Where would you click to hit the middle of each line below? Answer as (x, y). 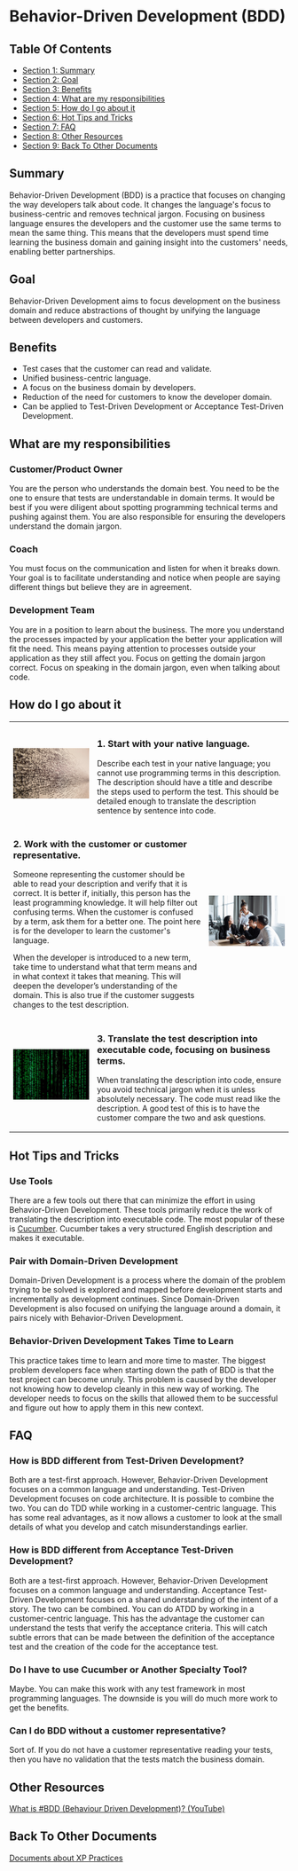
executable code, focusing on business (184, 1049)
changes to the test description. (71, 1005)
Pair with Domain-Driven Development (94, 1262)
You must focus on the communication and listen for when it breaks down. (145, 569)
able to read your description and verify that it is (100, 884)
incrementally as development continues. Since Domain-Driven (124, 1299)
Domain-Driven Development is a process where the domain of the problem (147, 1280)
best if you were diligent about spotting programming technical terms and (144, 507)
